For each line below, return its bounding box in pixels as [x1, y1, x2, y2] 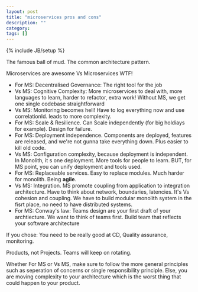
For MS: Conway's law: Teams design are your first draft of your [14, 207, 171, 214]
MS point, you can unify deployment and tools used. [14, 163, 142, 171]
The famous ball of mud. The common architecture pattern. [6, 59, 151, 66]
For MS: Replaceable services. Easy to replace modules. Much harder [14, 169, 184, 177]
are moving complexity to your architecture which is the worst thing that [6, 273, 181, 280]
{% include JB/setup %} [6, 47, 65, 54]
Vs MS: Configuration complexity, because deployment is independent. [14, 150, 188, 158]
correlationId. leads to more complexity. [14, 113, 112, 120]
